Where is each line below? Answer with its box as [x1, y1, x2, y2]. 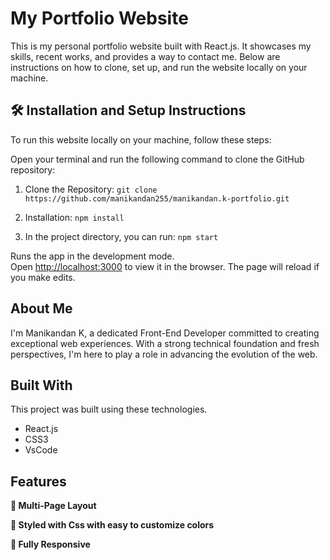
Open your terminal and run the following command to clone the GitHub [10, 153, 305, 165]
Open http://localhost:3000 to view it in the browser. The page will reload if [10, 260, 320, 272]
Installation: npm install [24, 211, 125, 223]
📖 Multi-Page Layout [10, 500, 97, 512]
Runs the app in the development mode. [10, 250, 175, 262]
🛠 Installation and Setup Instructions [10, 102, 247, 119]
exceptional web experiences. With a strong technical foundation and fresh [10, 337, 320, 349]
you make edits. [10, 271, 76, 283]
